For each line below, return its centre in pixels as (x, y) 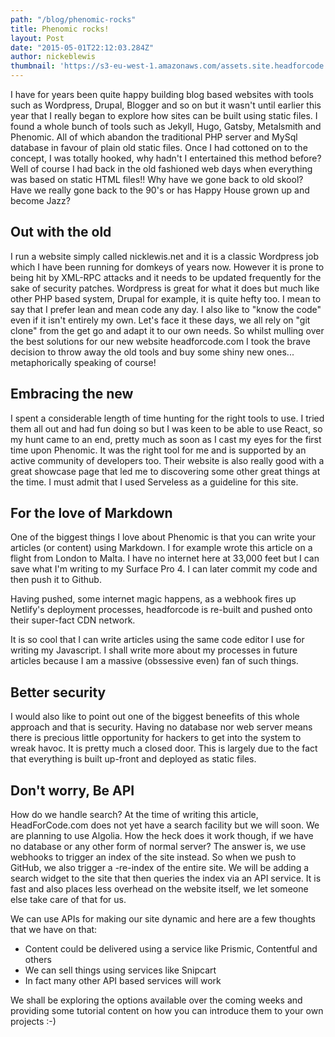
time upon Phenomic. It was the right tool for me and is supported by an (158, 450)
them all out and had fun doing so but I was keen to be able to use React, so (166, 428)
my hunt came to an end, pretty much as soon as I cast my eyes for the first (166, 439)
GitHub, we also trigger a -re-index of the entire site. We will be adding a (160, 868)
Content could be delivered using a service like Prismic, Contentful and (171, 949)
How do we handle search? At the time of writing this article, (134, 815)
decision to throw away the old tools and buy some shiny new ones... (152, 352)
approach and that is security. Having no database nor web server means (161, 727)
